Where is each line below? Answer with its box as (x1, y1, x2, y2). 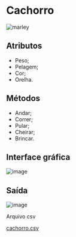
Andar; (14, 109, 32, 116)
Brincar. (14, 134, 35, 142)
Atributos (6, 41, 42, 51)
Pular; (14, 122, 30, 129)
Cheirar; (14, 128, 35, 136)
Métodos (6, 94, 41, 104)
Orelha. (14, 76, 34, 83)
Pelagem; (14, 63, 39, 70)
